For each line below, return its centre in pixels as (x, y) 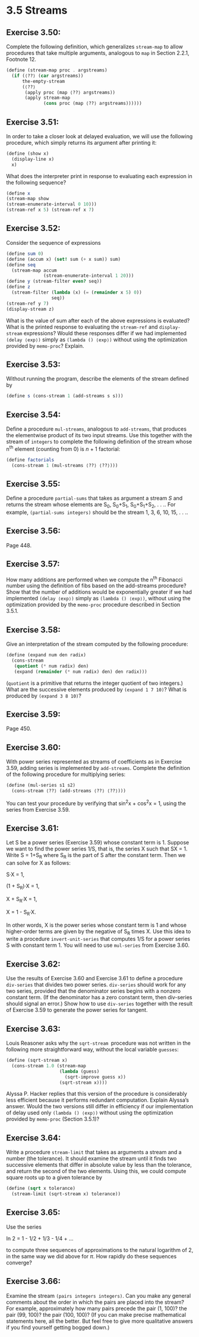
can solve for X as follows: (39, 863)
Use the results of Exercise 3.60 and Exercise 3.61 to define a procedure (94, 978)
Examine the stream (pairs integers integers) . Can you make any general (99, 1295)
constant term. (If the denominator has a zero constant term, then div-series (99, 998)
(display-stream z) (30, 309)
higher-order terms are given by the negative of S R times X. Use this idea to (99, 932)
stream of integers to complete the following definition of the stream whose (99, 442)
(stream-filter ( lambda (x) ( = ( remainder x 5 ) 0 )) (77, 292)
